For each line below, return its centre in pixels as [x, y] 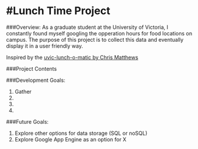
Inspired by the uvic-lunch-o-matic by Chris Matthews [72, 57]
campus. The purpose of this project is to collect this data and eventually [95, 39]
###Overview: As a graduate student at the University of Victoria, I [87, 27]
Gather [23, 91]
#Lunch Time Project [58, 11]
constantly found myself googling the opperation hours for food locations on [99, 33]
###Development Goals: [36, 80]
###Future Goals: [27, 121]
